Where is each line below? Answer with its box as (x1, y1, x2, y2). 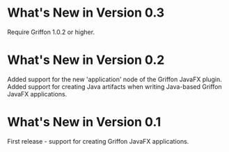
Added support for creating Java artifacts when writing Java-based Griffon (7, 82, 223, 91)
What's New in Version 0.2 (7, 52, 165, 68)
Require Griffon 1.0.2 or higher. (7, 28, 95, 36)
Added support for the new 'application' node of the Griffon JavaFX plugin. (7, 75, 222, 83)
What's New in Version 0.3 (7, 5, 165, 21)
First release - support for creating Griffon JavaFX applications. (7, 137, 189, 145)
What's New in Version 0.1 (7, 115, 161, 130)
